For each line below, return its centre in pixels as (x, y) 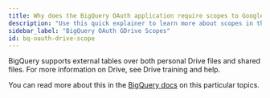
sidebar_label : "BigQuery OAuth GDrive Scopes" (90, 31)
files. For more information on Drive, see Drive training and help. (115, 70)
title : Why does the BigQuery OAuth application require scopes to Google (136, 16)
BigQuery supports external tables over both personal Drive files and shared (135, 61)
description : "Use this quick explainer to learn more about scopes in (131, 23)
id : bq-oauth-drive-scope (51, 38)
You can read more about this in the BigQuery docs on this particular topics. (134, 85)
